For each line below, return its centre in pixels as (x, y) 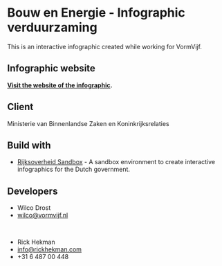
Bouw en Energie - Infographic (96, 13)
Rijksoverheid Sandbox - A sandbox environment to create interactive (116, 162)
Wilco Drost (34, 208)
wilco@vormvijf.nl (43, 215)
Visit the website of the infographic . (60, 85)
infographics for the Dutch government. (73, 169)
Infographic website (51, 68)
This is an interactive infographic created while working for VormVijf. (105, 46)
